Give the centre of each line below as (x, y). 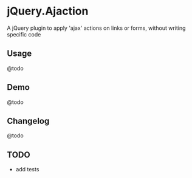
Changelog (28, 121)
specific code (24, 34)
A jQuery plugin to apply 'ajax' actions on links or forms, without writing (96, 28)
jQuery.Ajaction (48, 11)
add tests (27, 169)
